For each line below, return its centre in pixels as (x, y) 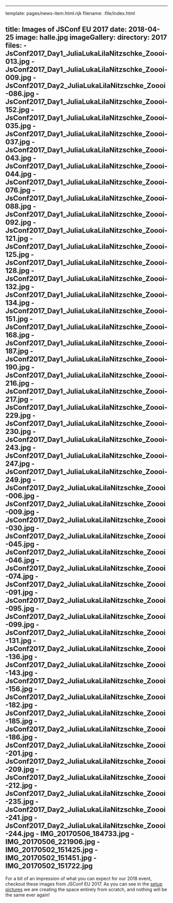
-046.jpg (20, 560)
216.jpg (18, 383)
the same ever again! (28, 895)
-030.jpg (20, 528)
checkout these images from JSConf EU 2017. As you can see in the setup (84, 884)
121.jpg (17, 239)
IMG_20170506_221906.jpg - (53, 842)
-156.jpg (19, 689)
